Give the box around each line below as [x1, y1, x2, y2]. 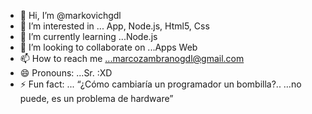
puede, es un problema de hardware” [19, 93, 174, 104]
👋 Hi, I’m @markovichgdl [19, 10, 122, 21]
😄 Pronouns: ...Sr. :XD [19, 67, 113, 79]
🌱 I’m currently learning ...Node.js [19, 31, 158, 42]
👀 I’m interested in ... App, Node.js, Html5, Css [19, 20, 210, 32]
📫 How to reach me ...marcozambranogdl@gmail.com [19, 53, 245, 64]
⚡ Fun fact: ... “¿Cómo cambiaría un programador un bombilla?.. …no [19, 78, 302, 90]
